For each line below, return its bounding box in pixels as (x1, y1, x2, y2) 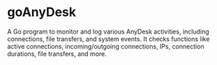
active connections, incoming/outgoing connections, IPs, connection (7, 42, 204, 50)
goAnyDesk (7, 4, 77, 20)
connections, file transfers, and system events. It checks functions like (7, 34, 210, 43)
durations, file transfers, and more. (7, 50, 107, 58)
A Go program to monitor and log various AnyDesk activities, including (7, 27, 209, 36)
